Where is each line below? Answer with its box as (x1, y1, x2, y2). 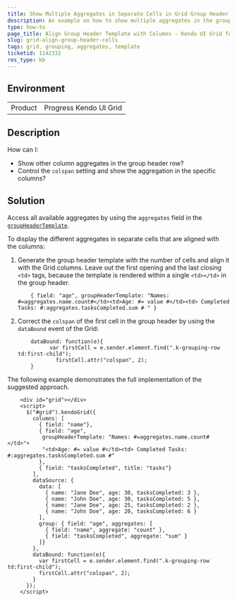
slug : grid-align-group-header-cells (7, 37, 119, 44)
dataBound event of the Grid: (17, 325, 99, 333)
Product (11, 103, 37, 112)
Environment (7, 83, 66, 95)
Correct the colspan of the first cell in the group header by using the (17, 317, 215, 325)
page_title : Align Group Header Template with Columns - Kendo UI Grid (7, 30, 222, 37)
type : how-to (7, 23, 46, 30)
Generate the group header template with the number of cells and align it (17, 256, 230, 265)
